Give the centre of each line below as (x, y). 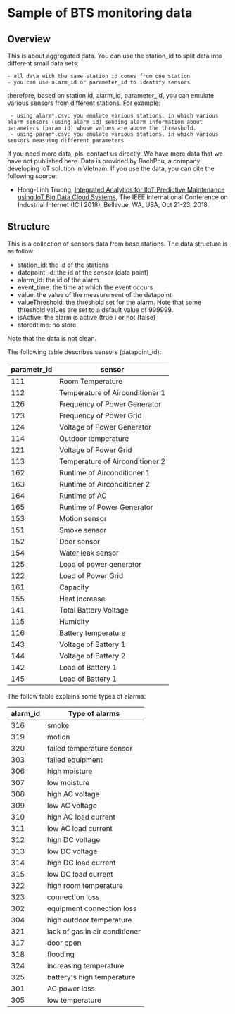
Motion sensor (83, 518)
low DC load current (80, 874)
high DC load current (81, 863)
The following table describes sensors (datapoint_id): (84, 352)
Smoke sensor (83, 530)
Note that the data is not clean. (52, 338)
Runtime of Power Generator (106, 507)
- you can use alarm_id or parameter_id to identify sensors (99, 82)
